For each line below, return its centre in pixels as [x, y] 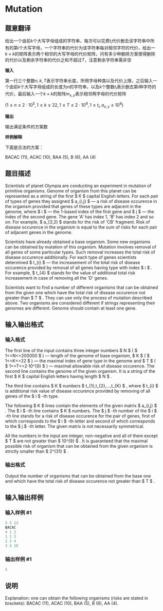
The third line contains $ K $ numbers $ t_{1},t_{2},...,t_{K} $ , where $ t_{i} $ [82, 386]
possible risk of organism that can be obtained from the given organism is [79, 446]
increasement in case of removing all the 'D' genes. [57, 278]
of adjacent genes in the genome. [39, 232]
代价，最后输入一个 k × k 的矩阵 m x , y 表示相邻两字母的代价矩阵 [66, 94]
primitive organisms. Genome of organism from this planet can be [71, 191]
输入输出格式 [24, 325]
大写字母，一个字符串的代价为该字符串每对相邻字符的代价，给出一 [89, 48]
